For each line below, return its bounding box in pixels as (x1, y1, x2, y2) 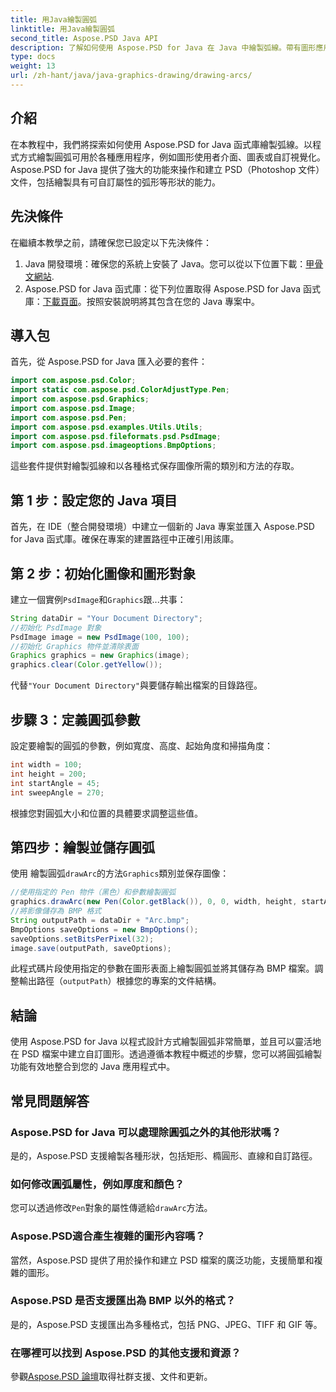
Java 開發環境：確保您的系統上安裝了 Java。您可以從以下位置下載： (24, 257, 307, 270)
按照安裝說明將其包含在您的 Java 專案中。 (86, 295, 260, 307)
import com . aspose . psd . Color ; (10, 376, 137, 386)
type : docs (10, 52, 56, 62)
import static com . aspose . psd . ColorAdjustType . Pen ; (10, 385, 230, 395)
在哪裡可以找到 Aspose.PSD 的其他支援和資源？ (10, 1346, 242, 1360)
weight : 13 (10, 61, 56, 71)
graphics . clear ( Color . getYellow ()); (10, 660, 163, 670)
